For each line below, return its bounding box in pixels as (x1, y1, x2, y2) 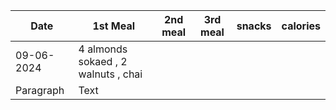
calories (281, 19, 321, 33)
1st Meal (92, 19, 136, 33)
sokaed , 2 (78, 55, 128, 68)
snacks (236, 19, 272, 33)
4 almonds (78, 42, 128, 56)
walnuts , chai (78, 67, 143, 81)
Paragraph (15, 84, 65, 97)
